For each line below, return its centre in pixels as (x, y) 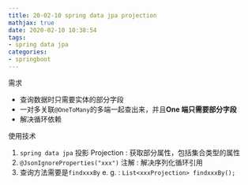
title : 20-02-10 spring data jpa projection (83, 15)
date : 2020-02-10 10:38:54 (53, 30)
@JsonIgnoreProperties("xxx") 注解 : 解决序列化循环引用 (111, 162)
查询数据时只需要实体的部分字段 (71, 99)
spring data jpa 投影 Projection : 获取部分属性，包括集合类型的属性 (130, 152)
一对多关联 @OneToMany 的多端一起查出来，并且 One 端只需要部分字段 (128, 109)
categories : (28, 52)
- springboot (30, 60)
